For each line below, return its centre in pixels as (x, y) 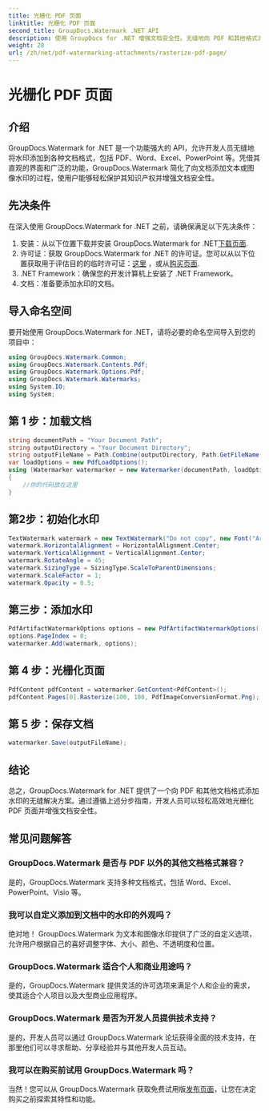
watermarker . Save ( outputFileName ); (68, 743)
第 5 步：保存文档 (51, 725)
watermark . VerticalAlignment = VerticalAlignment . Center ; (107, 553)
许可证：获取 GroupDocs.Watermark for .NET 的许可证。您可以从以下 (134, 253)
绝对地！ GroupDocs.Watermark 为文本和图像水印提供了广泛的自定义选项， (132, 934)
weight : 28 (26, 46)
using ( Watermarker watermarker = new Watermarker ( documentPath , (119, 470)
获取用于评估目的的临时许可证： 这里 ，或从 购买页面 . (113, 263)
